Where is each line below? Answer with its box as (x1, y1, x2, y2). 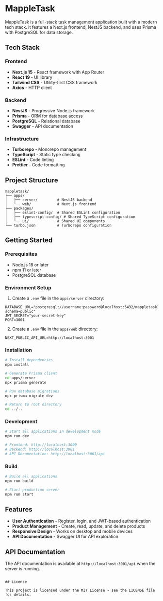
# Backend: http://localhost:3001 (5, 447, 75, 452)
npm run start (5, 492, 34, 496)
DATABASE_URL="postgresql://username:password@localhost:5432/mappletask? (5, 305, 160, 310)
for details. (5, 592, 32, 597)
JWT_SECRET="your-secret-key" (5, 313, 66, 318)
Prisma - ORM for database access (12, 113, 83, 119)
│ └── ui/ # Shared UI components (5, 219, 105, 224)
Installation (5, 346, 33, 353)
